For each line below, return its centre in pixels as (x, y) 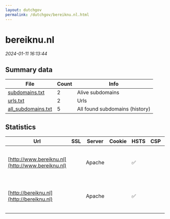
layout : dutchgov (24, 10)
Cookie (118, 141)
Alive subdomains (98, 93)
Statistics (21, 127)
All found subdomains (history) (114, 109)
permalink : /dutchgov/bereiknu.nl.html (47, 15)
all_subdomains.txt (30, 109)
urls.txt (16, 101)
